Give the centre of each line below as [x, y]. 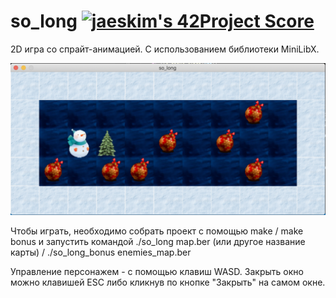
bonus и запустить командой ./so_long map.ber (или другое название [158, 242]
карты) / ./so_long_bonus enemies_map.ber [101, 252]
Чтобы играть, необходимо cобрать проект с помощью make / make [157, 231]
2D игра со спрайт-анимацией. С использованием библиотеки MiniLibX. [165, 49]
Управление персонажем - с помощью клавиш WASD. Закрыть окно [157, 272]
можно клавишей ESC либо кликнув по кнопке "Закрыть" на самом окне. [168, 282]
